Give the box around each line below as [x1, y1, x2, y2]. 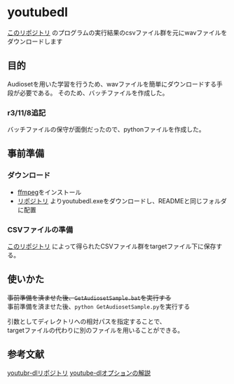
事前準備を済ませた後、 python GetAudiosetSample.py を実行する [7, 302, 191, 310]
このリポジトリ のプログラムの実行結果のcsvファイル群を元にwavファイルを [7, 28, 228, 37]
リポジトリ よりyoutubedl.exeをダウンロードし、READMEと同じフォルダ [17, 196, 227, 205]
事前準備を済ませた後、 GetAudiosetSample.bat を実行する [7, 293, 172, 302]
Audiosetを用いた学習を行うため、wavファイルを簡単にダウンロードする [7, 79, 217, 88]
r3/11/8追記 [7, 108, 46, 117]
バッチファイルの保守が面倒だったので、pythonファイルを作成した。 [7, 125, 205, 134]
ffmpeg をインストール [17, 188, 82, 196]
